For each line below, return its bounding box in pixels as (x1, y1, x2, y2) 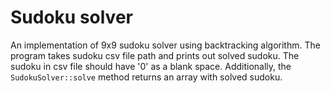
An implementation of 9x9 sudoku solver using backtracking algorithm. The (10, 39, 321, 51)
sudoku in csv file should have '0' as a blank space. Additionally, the (10, 60, 292, 72)
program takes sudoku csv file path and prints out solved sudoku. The (10, 49, 300, 61)
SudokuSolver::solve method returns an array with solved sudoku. (10, 71, 283, 83)
